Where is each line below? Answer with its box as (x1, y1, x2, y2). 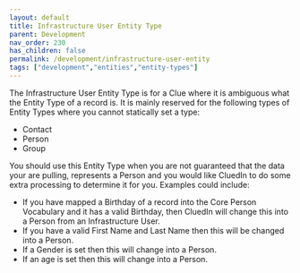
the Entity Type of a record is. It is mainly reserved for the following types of (9, 97, 290, 107)
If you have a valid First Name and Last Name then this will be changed (21, 225, 285, 235)
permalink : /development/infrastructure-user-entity (9, 55, 210, 64)
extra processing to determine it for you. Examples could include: (9, 179, 250, 190)
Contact (21, 124, 52, 134)
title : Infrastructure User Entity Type (9, 21, 163, 30)
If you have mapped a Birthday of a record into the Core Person (21, 196, 257, 207)
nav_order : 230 (9, 38, 66, 47)
